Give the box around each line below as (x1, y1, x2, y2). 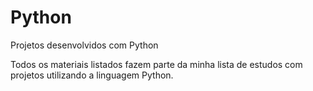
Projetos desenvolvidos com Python (10, 39, 159, 51)
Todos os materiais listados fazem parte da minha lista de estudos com (10, 58, 303, 70)
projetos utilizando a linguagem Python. (10, 69, 174, 81)
